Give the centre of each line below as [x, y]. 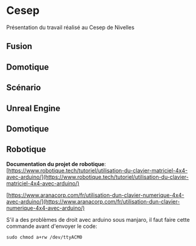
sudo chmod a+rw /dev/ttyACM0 [44, 237]
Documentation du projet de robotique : [56, 164]
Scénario [24, 88]
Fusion [19, 46]
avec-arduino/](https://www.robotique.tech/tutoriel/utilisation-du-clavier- [97, 177]
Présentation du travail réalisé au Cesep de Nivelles [70, 27]
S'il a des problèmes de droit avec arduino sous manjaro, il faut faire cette [98, 219]
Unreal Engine [33, 108]
